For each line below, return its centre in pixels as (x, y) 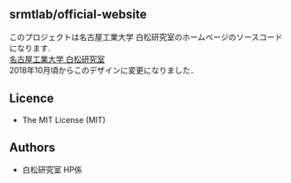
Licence (32, 99)
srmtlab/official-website (78, 15)
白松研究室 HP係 (52, 170)
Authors (32, 148)
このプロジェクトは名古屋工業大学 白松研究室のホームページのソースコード (146, 37)
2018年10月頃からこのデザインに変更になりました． (104, 70)
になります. (30, 48)
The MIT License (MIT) (64, 119)
